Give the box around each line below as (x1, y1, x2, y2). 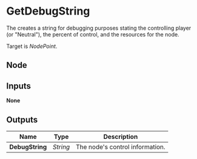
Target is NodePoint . (6, 42, 58, 50)
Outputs (6, 114, 38, 125)
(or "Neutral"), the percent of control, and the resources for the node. (6, 30, 180, 38)
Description (103, 132, 138, 141)
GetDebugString (6, 4, 90, 18)
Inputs (6, 81, 32, 91)
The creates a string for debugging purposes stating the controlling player (6, 24, 192, 32)
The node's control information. (75, 143, 165, 151)
